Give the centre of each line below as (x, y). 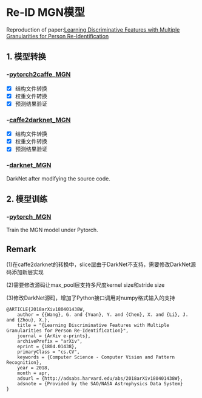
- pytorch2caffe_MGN (39, 75)
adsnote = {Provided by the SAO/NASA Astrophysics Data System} (100, 384)
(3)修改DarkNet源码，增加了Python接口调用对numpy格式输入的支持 (91, 298)
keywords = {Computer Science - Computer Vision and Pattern (96, 357)
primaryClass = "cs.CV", (49, 352)
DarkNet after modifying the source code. (58, 178)
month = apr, (34, 373)
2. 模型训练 (27, 199)
